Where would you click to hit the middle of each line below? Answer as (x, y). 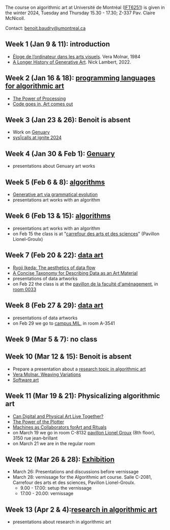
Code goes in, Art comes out (43, 104)
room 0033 (24, 289)
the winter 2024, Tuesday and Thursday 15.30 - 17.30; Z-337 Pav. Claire (80, 13)
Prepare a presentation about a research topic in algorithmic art (79, 369)
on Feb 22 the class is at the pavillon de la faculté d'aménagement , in (85, 284)
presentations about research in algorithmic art (62, 522)
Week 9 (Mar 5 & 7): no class (51, 339)
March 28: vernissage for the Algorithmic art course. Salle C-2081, (82, 477)
